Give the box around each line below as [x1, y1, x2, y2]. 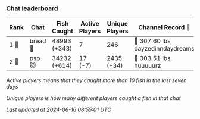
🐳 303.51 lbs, [133, 54, 173, 62]
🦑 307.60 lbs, [133, 37, 173, 45]
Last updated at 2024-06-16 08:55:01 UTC [6, 106, 111, 114]
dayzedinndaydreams [133, 45, 195, 53]
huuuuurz [133, 61, 161, 70]
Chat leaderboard [6, 4, 58, 12]
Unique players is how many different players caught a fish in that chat [6, 95, 181, 102]
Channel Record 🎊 [138, 23, 190, 32]
